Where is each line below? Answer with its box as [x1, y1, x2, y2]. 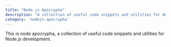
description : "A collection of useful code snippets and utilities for [5, 12, 160, 17]
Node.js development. [5, 36, 52, 42]
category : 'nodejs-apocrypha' [5, 17, 70, 22]
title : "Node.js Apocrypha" [5, 7, 65, 13]
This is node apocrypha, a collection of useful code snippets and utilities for [5, 31, 164, 37]
